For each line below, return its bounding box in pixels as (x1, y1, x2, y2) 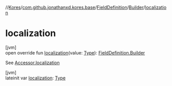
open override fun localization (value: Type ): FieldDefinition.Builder (5, 49, 145, 55)
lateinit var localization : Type (5, 75, 66, 81)
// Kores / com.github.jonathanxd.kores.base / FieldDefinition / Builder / (5, 5, 145, 10)
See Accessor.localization (5, 60, 60, 66)
